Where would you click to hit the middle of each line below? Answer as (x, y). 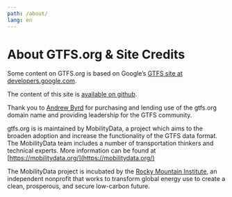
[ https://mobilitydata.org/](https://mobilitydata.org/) (81, 158)
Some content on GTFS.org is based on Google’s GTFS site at (95, 74)
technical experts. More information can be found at (82, 151)
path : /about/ (28, 14)
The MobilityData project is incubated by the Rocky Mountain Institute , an (112, 171)
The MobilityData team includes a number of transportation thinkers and (110, 144)
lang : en (20, 20)
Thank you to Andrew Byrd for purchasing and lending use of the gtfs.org (112, 108)
